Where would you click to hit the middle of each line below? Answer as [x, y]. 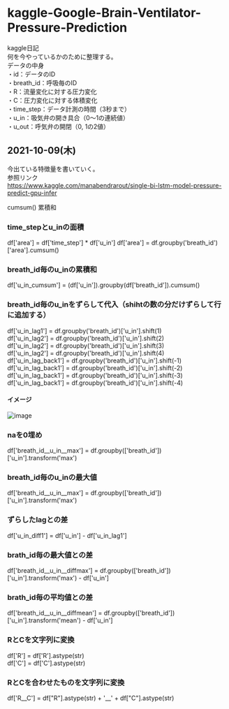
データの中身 [25, 65]
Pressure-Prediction [67, 28]
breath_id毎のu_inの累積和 [52, 269]
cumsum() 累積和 [32, 207]
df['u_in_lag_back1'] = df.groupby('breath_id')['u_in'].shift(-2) [95, 367]
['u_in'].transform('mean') [44, 620]
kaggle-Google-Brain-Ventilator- [104, 13]
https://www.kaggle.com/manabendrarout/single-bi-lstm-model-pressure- [114, 185]
